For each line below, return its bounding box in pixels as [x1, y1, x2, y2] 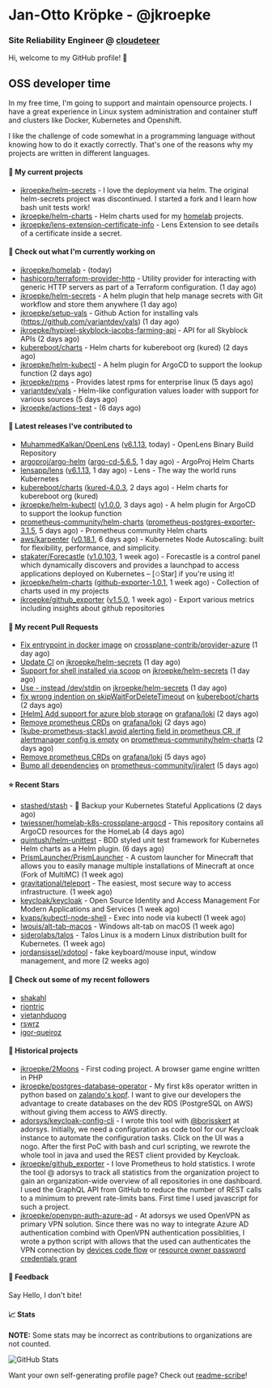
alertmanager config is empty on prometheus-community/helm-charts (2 [19, 735, 264, 744]
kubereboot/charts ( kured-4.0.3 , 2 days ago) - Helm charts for [19, 482, 229, 492]
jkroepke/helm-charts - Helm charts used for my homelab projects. [19, 211, 244, 221]
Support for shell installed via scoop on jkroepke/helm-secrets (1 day [19, 666, 250, 675]
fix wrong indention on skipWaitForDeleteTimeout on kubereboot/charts [19, 692, 259, 701]
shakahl [19, 993, 47, 1002]
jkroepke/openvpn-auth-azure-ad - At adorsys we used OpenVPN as [19, 1210, 251, 1220]
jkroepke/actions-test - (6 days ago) [19, 403, 142, 412]
